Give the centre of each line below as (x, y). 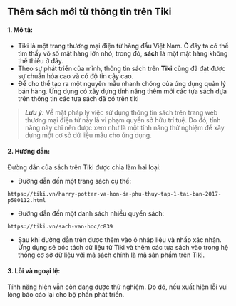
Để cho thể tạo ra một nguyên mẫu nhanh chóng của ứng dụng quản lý (122, 83)
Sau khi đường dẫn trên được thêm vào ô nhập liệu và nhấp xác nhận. (120, 239)
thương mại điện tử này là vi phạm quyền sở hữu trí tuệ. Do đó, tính (123, 120)
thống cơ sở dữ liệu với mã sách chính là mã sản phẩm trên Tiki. (111, 255)
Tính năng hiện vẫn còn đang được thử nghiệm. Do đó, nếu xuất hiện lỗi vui (118, 287)
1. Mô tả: (20, 30)
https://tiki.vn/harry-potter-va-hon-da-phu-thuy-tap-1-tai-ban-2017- (114, 194)
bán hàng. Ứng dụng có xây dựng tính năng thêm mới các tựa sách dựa (122, 91)
